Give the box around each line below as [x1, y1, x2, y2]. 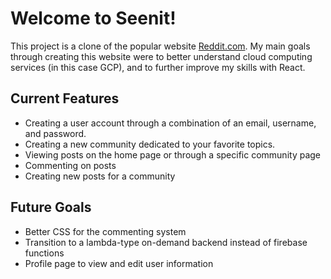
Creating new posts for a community [24, 170, 176, 182]
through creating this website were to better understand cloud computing [10, 50, 313, 62]
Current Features [10, 90, 120, 107]
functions [24, 247, 65, 259]
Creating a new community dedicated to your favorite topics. [24, 138, 276, 150]
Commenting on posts [24, 159, 117, 171]
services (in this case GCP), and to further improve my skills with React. [10, 61, 306, 73]
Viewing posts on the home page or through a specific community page [24, 148, 322, 161]
